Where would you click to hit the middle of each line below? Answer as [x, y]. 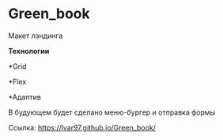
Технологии [29, 51]
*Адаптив [25, 96]
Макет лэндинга [36, 36]
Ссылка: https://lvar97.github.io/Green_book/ [82, 127]
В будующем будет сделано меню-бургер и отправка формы [112, 112]
